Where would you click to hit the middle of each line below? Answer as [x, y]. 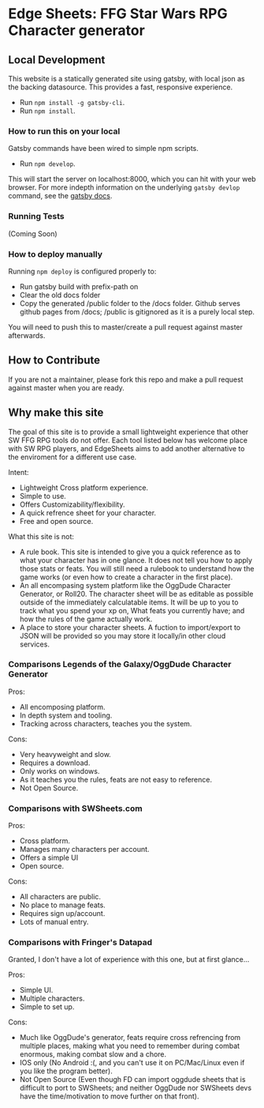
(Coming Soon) [33, 233]
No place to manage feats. [63, 905]
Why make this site [56, 413]
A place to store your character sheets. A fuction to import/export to [130, 627]
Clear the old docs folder [60, 295]
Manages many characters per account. [84, 850]
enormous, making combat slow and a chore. [93, 1054]
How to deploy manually [55, 254]
